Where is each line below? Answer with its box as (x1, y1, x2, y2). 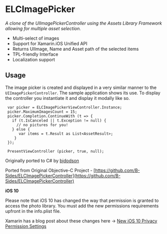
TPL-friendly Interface (12, 51, 59, 57)
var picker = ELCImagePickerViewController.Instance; (7, 104, 122, 110)
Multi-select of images (12, 35, 59, 41)
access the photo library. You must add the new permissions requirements (5, 202, 159, 209)
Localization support (12, 56, 55, 62)
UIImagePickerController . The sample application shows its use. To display (5, 89, 160, 96)
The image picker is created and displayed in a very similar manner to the (5, 84, 157, 90)
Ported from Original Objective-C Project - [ (5, 167, 95, 173)
